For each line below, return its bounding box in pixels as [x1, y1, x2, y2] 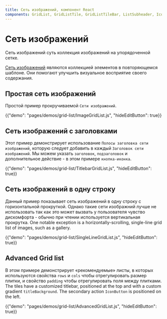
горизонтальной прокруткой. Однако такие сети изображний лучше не [5, 203, 157, 209]
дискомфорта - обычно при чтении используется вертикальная [5, 214, 141, 220]
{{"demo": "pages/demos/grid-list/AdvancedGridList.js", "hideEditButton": [5, 303, 157, 309]
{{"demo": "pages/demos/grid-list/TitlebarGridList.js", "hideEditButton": [5, 165, 152, 171]
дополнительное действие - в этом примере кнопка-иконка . [5, 156, 132, 162]
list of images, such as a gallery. [5, 225, 71, 231]
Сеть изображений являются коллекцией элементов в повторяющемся [5, 65, 158, 71]
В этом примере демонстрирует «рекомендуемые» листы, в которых [5, 267, 154, 273]
